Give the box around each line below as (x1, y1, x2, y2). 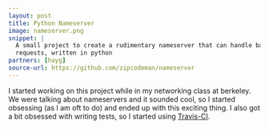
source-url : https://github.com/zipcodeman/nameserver (8, 64, 195, 72)
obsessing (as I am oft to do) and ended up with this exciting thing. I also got (8, 103, 260, 112)
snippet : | (8, 34, 45, 42)
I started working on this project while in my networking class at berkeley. (8, 86, 251, 95)
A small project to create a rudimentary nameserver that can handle (15, 42, 252, 50)
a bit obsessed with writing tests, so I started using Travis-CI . (8, 111, 211, 121)
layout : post (8, 11, 52, 20)
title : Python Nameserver (8, 19, 94, 27)
